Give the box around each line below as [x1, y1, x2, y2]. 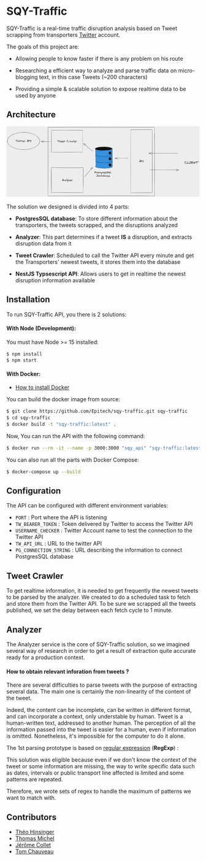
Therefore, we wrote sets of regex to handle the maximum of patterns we [6, 787, 191, 795]
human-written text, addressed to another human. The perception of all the [6, 719, 196, 727]
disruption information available [15, 277, 95, 284]
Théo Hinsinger [15, 828, 55, 836]
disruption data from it [15, 240, 72, 247]
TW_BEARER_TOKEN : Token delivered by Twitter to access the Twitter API [15, 520, 193, 528]
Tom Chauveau [15, 848, 54, 855]
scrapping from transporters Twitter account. [6, 31, 121, 38]
